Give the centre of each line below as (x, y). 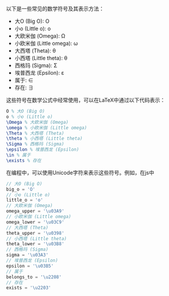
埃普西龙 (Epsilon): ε (39, 73)
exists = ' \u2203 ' (29, 288)
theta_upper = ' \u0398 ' (35, 233)
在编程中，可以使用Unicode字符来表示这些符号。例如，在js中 (80, 172)
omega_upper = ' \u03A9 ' (35, 211)
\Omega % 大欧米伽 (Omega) (37, 122)
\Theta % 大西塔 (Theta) (35, 133)
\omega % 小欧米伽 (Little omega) (47, 128)
